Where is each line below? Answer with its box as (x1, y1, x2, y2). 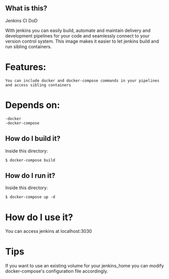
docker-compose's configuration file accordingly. (5, 268, 108, 274)
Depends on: (5, 99, 60, 111)
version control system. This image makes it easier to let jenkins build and (5, 38, 159, 44)
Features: (5, 61, 47, 73)
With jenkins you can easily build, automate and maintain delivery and (5, 27, 151, 33)
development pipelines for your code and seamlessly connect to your (5, 32, 150, 39)
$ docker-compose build (5, 157, 56, 163)
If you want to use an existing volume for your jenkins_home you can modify (5, 263, 164, 269)
